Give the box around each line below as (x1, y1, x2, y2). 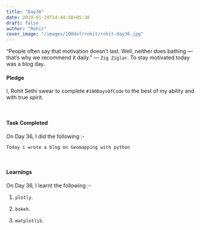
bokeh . (14, 205, 31, 212)
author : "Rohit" (6, 25, 47, 32)
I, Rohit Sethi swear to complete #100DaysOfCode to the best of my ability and (6, 88, 195, 95)
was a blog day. (6, 61, 45, 68)
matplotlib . (14, 217, 44, 224)
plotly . (14, 193, 33, 201)
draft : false (6, 20, 39, 26)
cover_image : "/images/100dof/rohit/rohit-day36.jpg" (6, 31, 144, 37)
